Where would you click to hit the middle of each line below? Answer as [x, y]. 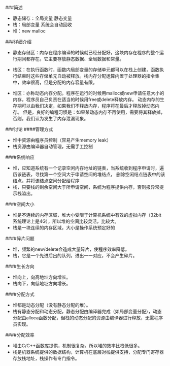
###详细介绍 [19, 42]
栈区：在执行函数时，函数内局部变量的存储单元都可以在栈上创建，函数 [86, 70]
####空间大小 [20, 204]
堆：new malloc [29, 31]
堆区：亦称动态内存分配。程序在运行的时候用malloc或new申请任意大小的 [88, 93]
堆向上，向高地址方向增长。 [42, 277]
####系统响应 [20, 157]
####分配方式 [20, 294]
